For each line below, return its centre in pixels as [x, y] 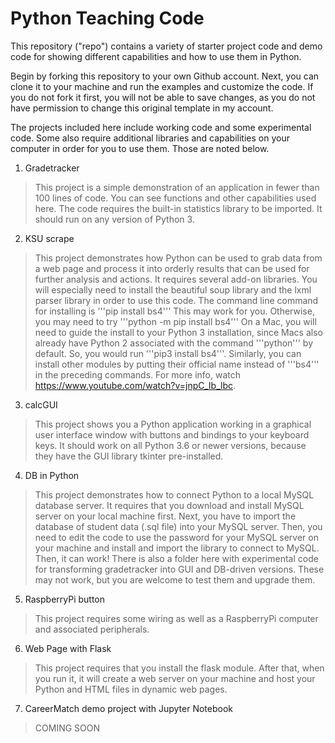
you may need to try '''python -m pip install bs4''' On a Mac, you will [175, 321]
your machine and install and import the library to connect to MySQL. [177, 548]
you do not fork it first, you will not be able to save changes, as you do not [163, 97]
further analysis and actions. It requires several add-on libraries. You [176, 279]
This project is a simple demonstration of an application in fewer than [177, 187]
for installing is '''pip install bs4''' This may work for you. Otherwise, [174, 311]
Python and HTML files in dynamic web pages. [131, 689]
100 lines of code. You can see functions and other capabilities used [175, 198]
